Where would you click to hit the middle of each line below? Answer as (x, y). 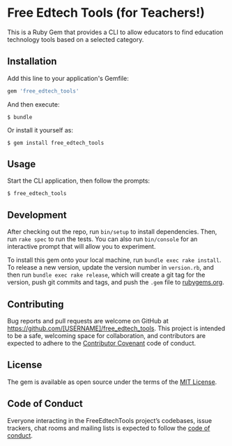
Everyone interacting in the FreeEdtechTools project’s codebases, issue (110, 420)
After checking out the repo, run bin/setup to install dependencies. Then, (112, 232)
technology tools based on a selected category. (76, 39)
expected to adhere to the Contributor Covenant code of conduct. (102, 344)
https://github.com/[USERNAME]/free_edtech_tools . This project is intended (116, 328)
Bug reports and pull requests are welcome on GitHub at (88, 321)
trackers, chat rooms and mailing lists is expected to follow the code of (109, 428)
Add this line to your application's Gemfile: (68, 78)
